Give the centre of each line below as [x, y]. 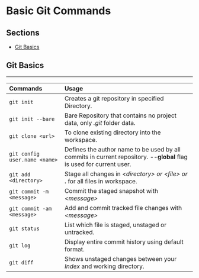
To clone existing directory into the [113, 132]
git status [24, 228]
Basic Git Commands [59, 11]
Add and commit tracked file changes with [123, 208]
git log [20, 245]
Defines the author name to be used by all [122, 149]
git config [24, 154]
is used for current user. [98, 164]
